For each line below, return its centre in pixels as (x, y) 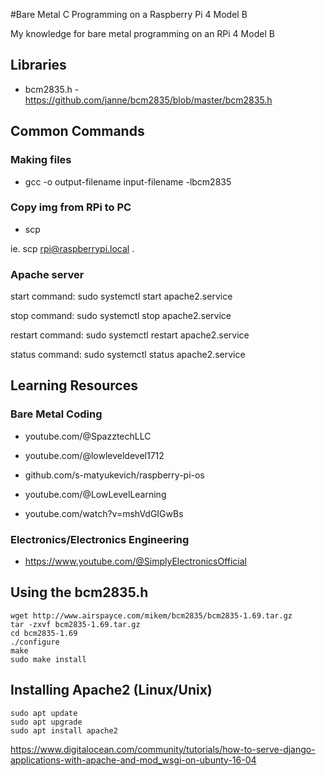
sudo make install (48, 659)
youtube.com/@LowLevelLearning (95, 494)
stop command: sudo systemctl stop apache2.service (121, 316)
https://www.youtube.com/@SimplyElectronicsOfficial (135, 561)
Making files (41, 160)
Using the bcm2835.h (79, 592)
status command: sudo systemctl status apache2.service (128, 355)
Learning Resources (74, 385)
